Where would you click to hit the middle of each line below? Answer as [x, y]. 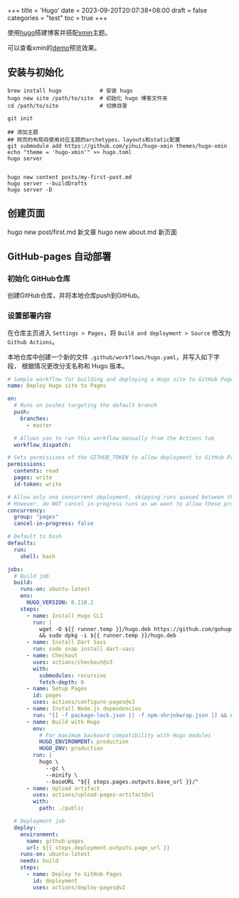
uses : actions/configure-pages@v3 [84, 702]
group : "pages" [36, 517]
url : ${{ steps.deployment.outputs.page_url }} [98, 848]
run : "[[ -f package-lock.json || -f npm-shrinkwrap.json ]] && [130, 715]
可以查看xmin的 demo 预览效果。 [54, 48]
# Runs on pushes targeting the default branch [86, 405]
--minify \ [62, 775]
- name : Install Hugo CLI [64, 616]
